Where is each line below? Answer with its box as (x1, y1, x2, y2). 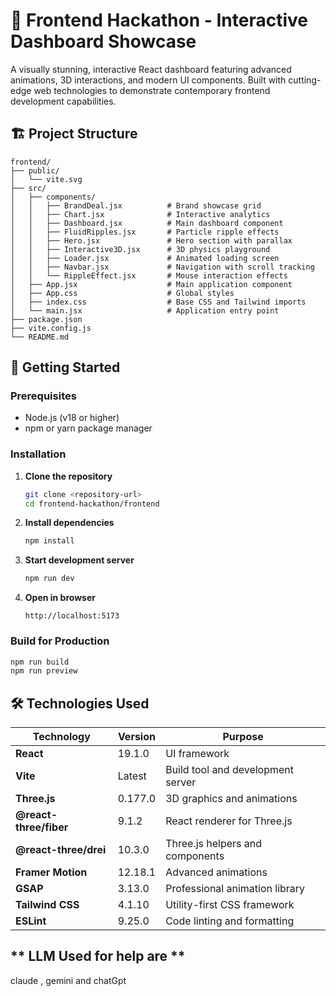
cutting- (288, 74, 322, 86)
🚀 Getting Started (10, 359, 121, 376)
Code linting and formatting (165, 914, 295, 928)
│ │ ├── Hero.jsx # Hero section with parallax (10, 235, 293, 246)
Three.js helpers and (165, 837, 263, 851)
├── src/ (10, 183, 47, 193)
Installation (10, 447, 67, 461)
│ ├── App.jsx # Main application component (10, 279, 293, 289)
